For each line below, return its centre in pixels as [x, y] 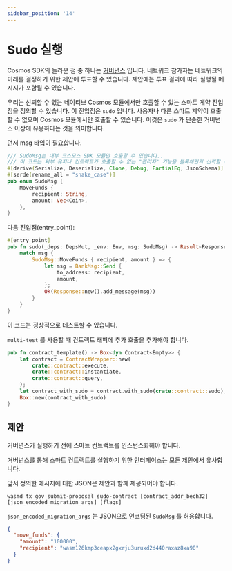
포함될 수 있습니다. [50, 88]
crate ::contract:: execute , [71, 365]
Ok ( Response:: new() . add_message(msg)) [100, 292]
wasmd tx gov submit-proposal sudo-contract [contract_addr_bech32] [108, 496]
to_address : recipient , [91, 272]
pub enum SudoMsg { [35, 181]
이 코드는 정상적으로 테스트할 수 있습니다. [62, 325]
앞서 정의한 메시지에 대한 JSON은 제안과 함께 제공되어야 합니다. [93, 483]
